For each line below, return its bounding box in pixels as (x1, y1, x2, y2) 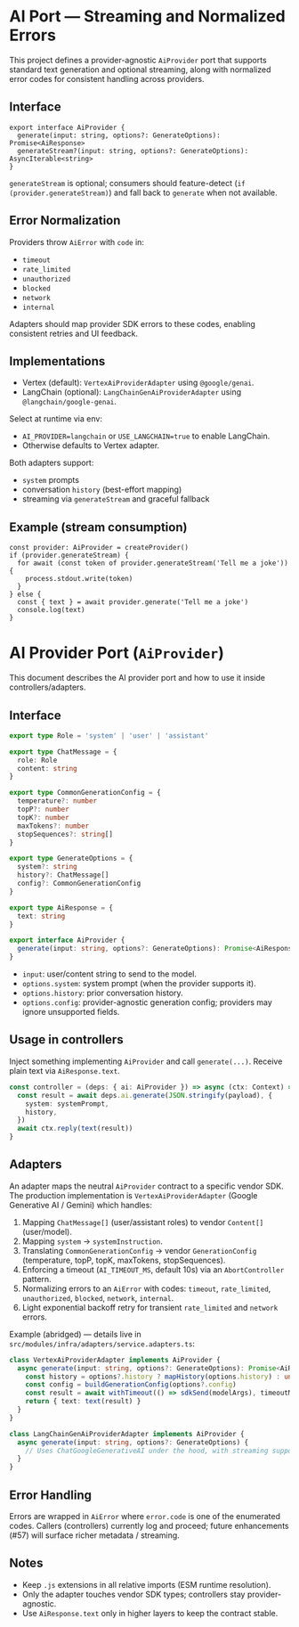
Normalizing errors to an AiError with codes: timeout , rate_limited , (21, 1283, 271, 1294)
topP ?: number (17, 805, 69, 814)
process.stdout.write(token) (25, 575, 133, 584)
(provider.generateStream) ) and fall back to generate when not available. (9, 187, 278, 198)
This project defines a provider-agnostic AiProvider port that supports (9, 54, 267, 65)
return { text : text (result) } (25, 1397, 141, 1406)
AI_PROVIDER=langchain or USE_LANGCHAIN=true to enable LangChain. (21, 430, 271, 442)
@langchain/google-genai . (21, 397, 117, 407)
